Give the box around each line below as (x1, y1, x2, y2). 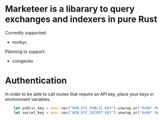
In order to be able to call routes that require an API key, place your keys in (5, 91, 154, 97)
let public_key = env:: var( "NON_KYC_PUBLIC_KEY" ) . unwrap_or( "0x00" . (14, 105, 155, 110)
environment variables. (5, 96, 51, 102)
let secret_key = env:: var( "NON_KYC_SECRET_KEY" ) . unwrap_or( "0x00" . (14, 110, 155, 115)
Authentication (5, 75, 67, 86)
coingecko (12, 58, 33, 64)
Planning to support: (5, 49, 46, 54)
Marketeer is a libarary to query (5, 3, 135, 15)
